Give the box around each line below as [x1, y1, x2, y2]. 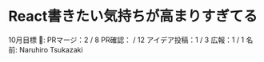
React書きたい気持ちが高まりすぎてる [8, 7, 258, 25]
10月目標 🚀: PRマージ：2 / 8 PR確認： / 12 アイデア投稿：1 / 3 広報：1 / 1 [8, 35, 245, 45]
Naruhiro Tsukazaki [18, 45, 83, 54]
